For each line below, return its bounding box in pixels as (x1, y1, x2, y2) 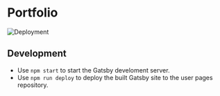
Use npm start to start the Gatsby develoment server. (17, 66, 170, 74)
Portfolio (7, 5, 58, 21)
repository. (17, 81, 49, 89)
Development (7, 48, 67, 59)
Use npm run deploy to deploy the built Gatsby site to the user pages (17, 73, 213, 81)
